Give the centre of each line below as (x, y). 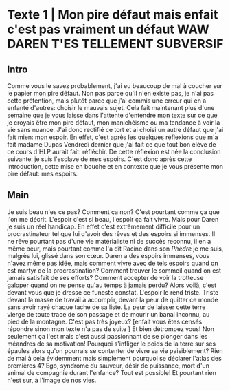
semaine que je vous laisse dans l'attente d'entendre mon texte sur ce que (112, 115)
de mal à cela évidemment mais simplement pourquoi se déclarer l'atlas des (114, 358)
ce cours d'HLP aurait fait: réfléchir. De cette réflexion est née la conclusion (114, 152)
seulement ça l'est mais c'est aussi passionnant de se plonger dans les (107, 336)
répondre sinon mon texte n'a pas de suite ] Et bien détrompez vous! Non (111, 329)
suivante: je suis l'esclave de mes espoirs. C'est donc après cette (100, 159)
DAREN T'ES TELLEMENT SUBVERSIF (115, 44)
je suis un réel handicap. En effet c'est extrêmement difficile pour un (104, 226)
